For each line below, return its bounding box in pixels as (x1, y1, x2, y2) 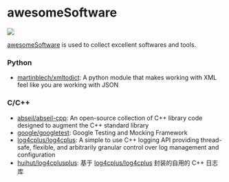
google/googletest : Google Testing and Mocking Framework (17, 128, 188, 136)
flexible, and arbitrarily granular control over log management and (32, 143, 219, 151)
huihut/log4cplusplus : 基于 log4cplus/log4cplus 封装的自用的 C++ (17, 159, 205, 167)
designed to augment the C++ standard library (17, 121, 149, 129)
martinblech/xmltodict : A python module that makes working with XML (17, 74, 217, 82)
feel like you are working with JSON (17, 81, 119, 89)
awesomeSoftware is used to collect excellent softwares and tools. (7, 40, 197, 49)
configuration (17, 150, 56, 159)
